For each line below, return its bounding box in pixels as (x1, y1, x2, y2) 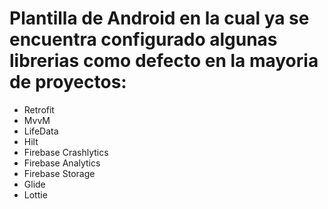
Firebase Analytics (23, 157, 101, 169)
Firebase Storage (23, 167, 96, 179)
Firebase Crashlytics (23, 146, 109, 158)
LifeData (23, 125, 59, 137)
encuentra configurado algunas (9, 28, 278, 51)
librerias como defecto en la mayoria (9, 50, 319, 72)
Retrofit (23, 103, 55, 116)
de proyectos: (9, 71, 127, 94)
